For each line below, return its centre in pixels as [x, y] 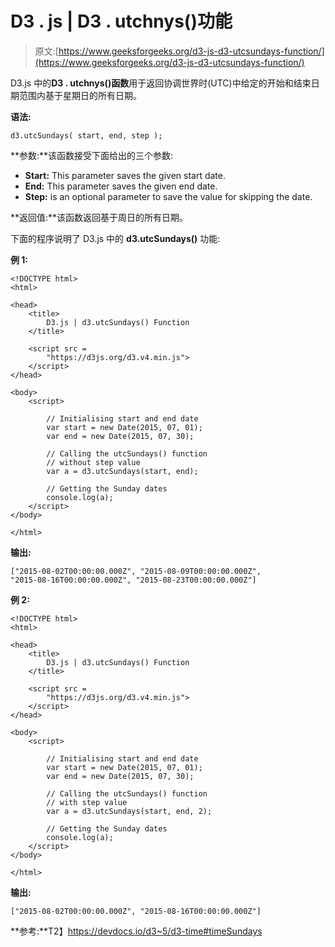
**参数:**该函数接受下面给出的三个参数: [92, 155]
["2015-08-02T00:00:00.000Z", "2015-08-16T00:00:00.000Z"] [136, 911]
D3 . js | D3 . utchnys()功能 [121, 21]
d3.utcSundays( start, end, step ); [86, 135]
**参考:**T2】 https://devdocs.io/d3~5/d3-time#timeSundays [136, 931]
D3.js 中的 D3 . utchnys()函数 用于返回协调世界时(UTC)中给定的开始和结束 [161, 83]
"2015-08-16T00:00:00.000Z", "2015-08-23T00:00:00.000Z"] [133, 580]
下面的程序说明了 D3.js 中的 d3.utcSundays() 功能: [115, 238]
